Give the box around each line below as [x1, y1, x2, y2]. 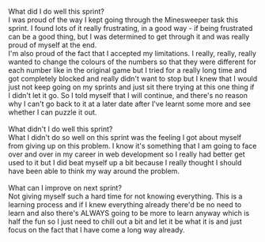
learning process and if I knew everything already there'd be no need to [8, 200, 242, 209]
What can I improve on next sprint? [8, 183, 123, 192]
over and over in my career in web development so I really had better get [8, 149, 245, 159]
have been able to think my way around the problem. [8, 166, 180, 176]
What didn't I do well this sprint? [8, 124, 113, 134]
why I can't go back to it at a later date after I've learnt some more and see [8, 99, 252, 108]
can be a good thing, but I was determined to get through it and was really [8, 32, 250, 41]
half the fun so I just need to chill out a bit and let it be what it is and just [8, 217, 243, 226]
